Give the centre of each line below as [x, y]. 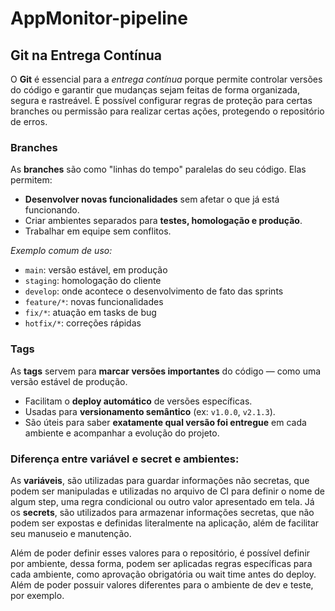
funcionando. [52, 210]
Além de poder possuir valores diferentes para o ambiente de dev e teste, [162, 584]
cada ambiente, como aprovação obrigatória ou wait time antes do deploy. [163, 574]
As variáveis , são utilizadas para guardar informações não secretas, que [160, 480]
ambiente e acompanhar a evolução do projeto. [122, 433]
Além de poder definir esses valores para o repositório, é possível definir [160, 553]
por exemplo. [37, 595]
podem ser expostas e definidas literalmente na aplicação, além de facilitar [165, 523]
